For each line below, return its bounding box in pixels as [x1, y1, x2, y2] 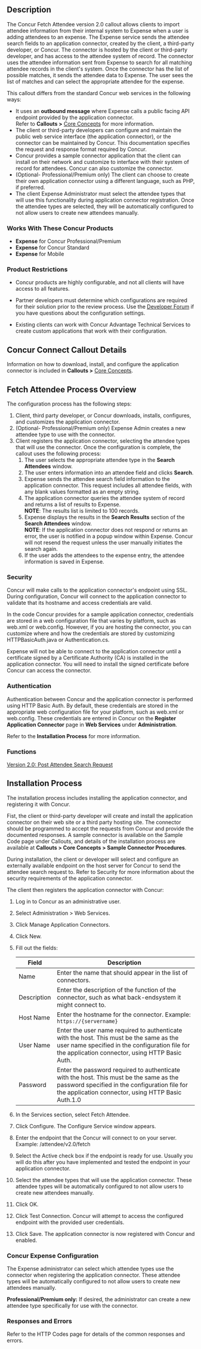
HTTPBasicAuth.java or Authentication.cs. [7, 637, 110, 644]
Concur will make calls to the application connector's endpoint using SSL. [7, 586, 188, 594]
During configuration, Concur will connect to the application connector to [7, 593, 187, 600]
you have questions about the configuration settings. [15, 309, 146, 316]
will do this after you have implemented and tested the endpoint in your [15, 1158, 190, 1165]
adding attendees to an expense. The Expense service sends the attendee [7, 33, 190, 41]
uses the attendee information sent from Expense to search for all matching [7, 59, 193, 66]
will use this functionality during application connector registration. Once [15, 196, 194, 203]
